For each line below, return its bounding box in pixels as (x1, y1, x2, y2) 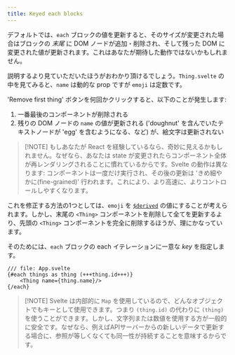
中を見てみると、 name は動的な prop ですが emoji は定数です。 (7, 80, 186, 88)
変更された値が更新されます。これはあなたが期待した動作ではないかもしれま (7, 48, 228, 56)
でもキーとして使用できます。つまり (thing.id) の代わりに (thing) (30, 305, 224, 314)
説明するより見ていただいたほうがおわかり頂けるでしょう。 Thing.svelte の (7, 71, 224, 80)
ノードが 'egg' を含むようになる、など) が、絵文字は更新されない (36, 127, 224, 136)
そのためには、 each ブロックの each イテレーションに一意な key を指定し (7, 242, 219, 251)
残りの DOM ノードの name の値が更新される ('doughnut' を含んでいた (17, 118, 218, 127)
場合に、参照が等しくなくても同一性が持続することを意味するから (30, 331, 221, 340)
